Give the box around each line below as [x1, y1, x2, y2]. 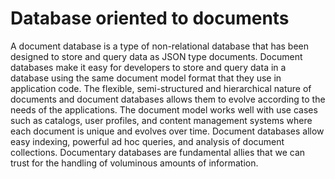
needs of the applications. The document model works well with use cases [10, 103, 318, 116]
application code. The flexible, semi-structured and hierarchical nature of [10, 82, 312, 94]
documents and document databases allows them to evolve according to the [10, 93, 326, 105]
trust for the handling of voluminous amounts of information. [10, 157, 259, 169]
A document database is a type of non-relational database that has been [10, 40, 310, 52]
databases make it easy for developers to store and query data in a [10, 61, 287, 73]
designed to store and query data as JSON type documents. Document [10, 50, 303, 62]
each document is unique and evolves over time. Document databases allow [10, 125, 325, 137]
